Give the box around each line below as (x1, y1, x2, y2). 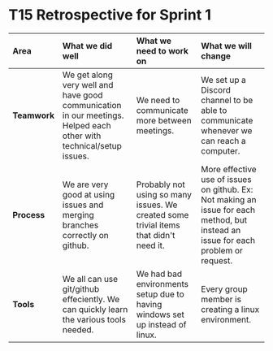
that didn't (136, 229, 175, 240)
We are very (62, 179, 109, 190)
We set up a (201, 74, 246, 85)
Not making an (201, 193, 257, 205)
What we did (62, 40, 112, 51)
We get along (62, 69, 114, 80)
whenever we (201, 124, 253, 136)
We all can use (62, 273, 119, 284)
